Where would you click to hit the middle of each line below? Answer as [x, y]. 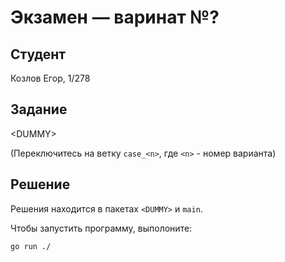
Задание [39, 109]
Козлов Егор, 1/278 [50, 78]
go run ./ [31, 246]
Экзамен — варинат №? [115, 17]
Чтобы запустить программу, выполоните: [101, 228]
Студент [38, 54]
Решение [40, 184]
